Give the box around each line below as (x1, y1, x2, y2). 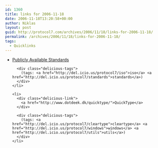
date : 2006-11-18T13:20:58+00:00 (5, 16, 73, 21)
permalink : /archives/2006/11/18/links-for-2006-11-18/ (5, 35, 121, 39)
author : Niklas (5, 20, 36, 26)
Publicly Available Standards (12, 56, 69, 62)
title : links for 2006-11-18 (5, 12, 64, 17)
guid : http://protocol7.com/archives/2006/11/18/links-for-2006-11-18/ (5, 30, 153, 35)
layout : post (5, 25, 32, 30)
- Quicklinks (9, 43, 36, 48)
